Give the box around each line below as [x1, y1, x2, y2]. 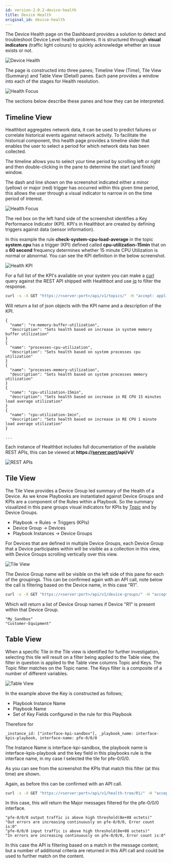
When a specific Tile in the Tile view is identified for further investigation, [5, 649, 160, 655]
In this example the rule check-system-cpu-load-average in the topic [5, 237, 154, 243]
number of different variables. [5, 670, 68, 676]
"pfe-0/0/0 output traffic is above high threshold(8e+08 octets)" [5, 815, 153, 820]
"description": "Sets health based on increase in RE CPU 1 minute [10, 417, 157, 422]
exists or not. [5, 47, 33, 54]
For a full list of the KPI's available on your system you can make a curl [5, 272, 155, 279]
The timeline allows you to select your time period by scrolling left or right [5, 159, 160, 165]
